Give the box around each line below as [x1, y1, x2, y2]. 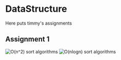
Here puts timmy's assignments [5, 20, 72, 26]
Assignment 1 [5, 35, 50, 44]
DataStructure [5, 3, 68, 15]
